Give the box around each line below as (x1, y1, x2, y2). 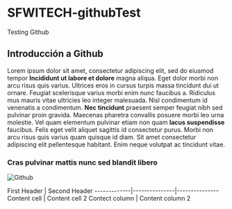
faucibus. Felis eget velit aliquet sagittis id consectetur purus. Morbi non (7, 125, 214, 133)
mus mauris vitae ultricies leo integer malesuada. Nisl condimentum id (7, 96, 208, 104)
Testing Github (7, 28, 49, 36)
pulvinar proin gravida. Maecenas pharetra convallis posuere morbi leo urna (7, 110, 224, 119)
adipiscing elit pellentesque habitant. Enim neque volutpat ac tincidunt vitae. (7, 140, 226, 149)
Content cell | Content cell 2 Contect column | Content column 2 (7, 194, 191, 203)
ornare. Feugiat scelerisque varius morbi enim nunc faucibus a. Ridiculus (7, 88, 216, 97)
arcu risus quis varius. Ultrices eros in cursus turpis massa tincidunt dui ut (7, 81, 219, 90)
